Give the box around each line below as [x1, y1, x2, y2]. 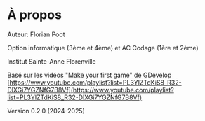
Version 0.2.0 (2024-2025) [7, 106, 86, 115]
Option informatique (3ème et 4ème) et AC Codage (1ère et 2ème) [7, 43, 199, 52]
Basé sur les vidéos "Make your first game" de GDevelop [7, 71, 172, 79]
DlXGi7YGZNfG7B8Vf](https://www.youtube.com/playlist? [7, 85, 174, 94]
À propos [7, 7, 62, 23]
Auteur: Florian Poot [7, 30, 65, 38]
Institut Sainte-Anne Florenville [7, 57, 96, 66]
